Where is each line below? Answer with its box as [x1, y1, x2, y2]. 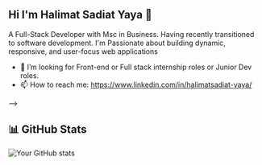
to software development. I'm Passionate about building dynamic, [8, 38, 226, 47]
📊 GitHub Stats [8, 122, 87, 137]
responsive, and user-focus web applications [8, 46, 159, 56]
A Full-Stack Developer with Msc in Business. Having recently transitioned [8, 29, 255, 39]
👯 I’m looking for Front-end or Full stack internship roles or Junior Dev [19, 62, 252, 72]
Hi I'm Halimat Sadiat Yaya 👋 [8, 8, 152, 22]
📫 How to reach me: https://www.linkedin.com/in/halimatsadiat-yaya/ [19, 80, 252, 89]
